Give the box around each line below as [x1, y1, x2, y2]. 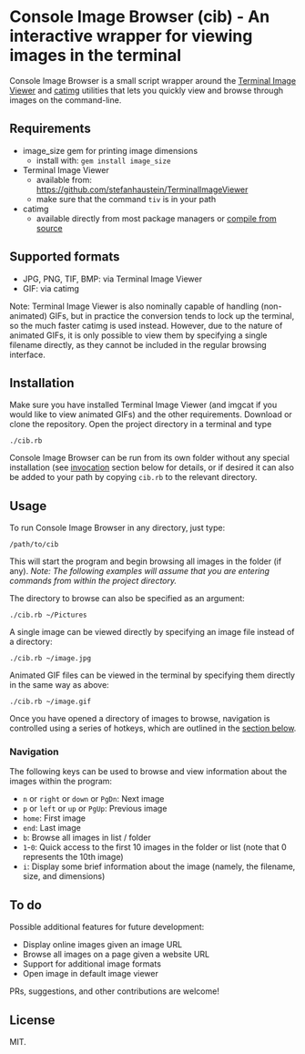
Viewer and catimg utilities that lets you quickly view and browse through [9, 85, 284, 96]
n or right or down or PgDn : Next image [22, 793, 165, 804]
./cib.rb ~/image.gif [9, 697, 92, 707]
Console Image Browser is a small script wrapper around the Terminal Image [9, 75, 297, 86]
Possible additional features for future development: [9, 922, 205, 933]
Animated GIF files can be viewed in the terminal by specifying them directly [9, 670, 296, 680]
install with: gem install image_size [36, 155, 171, 166]
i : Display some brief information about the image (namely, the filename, [22, 861, 296, 872]
